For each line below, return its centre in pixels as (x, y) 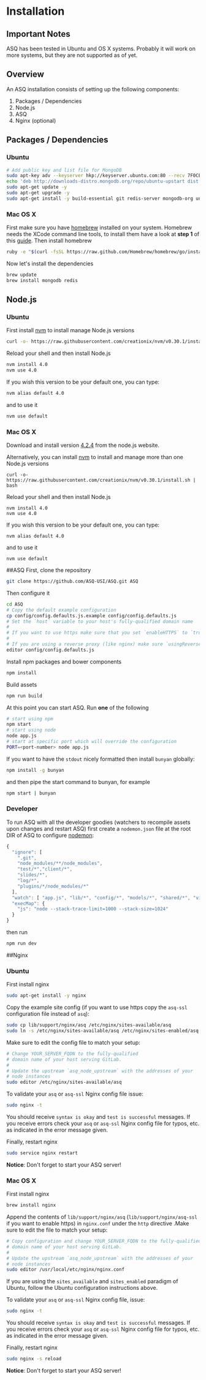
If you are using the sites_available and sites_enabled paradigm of (92, 1281)
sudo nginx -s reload (34, 1359)
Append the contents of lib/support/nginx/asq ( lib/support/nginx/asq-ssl (102, 1217)
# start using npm (30, 719)
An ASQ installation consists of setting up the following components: (93, 89)
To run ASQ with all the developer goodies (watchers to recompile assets (98, 822)
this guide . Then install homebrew (49, 241)
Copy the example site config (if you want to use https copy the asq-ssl (97, 1007)
